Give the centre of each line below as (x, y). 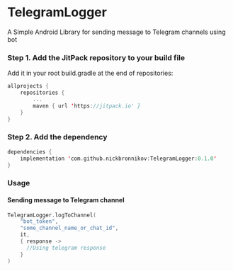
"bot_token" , (39, 221)
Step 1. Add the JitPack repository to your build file (96, 57)
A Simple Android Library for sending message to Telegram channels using (116, 32)
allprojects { (28, 86)
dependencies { (30, 152)
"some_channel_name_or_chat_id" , (69, 228)
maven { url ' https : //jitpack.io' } (87, 106)
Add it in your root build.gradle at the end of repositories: (90, 73)
